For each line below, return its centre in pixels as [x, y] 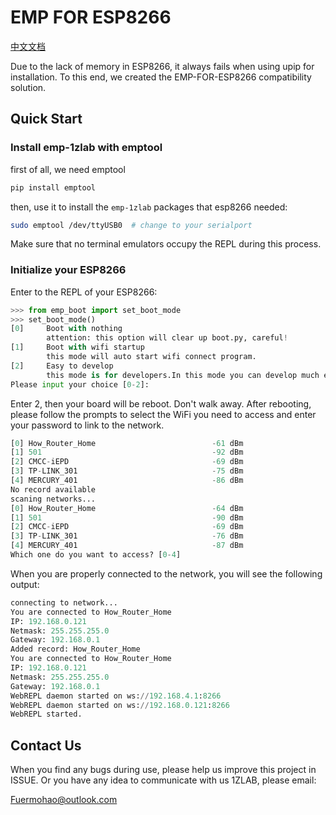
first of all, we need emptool [68, 169]
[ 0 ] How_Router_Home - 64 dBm [127, 508]
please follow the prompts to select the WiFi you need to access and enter [163, 414]
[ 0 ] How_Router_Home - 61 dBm [127, 443]
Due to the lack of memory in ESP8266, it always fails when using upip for [162, 66]
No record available [53, 489]
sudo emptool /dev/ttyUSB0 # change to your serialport [131, 225]
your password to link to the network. [87, 425]
